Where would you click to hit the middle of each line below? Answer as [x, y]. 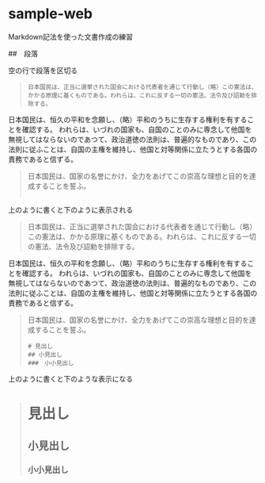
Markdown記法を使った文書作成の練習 [70, 36]
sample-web [51, 14]
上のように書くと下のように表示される [70, 209]
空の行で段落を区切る [43, 70]
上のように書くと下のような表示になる [70, 378]
